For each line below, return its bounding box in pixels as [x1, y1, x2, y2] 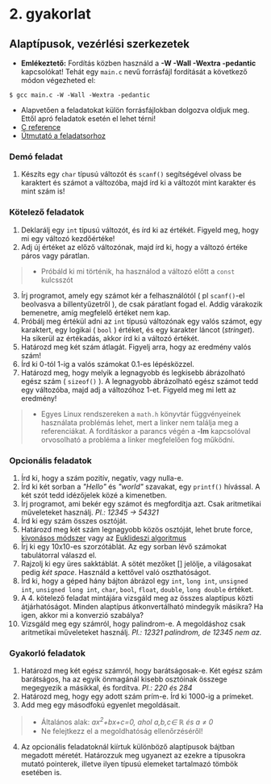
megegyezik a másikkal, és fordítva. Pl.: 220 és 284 [20, 683, 193, 693]
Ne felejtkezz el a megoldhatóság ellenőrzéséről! [40, 726, 203, 736]
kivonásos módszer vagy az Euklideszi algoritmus [20, 533, 187, 543]
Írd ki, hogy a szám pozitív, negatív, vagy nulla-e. [20, 473, 184, 482]
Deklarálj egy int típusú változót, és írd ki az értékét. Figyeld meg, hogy [20, 225, 259, 235]
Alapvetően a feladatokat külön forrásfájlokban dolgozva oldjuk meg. [20, 106, 250, 115]
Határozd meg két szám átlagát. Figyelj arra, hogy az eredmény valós [20, 342, 252, 352]
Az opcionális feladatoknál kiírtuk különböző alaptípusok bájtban [20, 741, 236, 751]
